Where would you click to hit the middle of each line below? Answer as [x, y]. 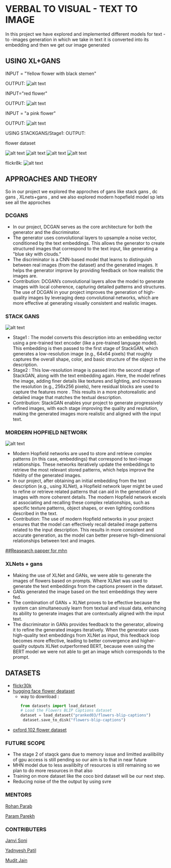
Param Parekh [20, 816]
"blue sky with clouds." [37, 254]
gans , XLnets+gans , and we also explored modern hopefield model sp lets [85, 197]
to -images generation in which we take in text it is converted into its [77, 40]
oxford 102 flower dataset [40, 730]
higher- [148, 640]
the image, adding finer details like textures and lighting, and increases [87, 381]
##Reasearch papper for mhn [36, 551]
